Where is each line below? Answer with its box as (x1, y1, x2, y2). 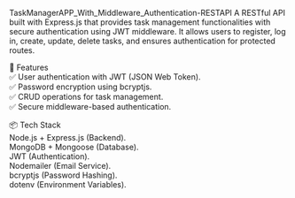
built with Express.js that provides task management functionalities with (9, 17, 271, 27)
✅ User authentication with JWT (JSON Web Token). (9, 72, 201, 82)
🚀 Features (9, 62, 49, 72)
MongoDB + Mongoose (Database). (9, 141, 139, 152)
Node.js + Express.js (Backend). (9, 133, 127, 142)
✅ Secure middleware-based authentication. (9, 102, 172, 111)
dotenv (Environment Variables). (9, 179, 127, 189)
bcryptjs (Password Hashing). (9, 170, 118, 180)
